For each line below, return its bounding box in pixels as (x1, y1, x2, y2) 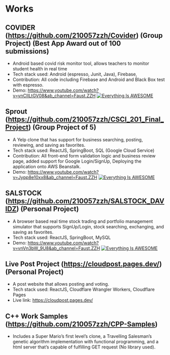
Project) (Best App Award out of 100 (5, 39, 121, 48)
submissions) (5, 47, 49, 56)
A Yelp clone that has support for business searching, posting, (12, 136, 143, 142)
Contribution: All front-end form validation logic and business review (12, 152, 156, 159)
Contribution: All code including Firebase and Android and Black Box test (12, 76, 165, 83)
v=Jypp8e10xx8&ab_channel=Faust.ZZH (12, 174, 97, 180)
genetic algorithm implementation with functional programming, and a (12, 339, 159, 345)
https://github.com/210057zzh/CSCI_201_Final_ (8, 115, 164, 124)
